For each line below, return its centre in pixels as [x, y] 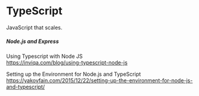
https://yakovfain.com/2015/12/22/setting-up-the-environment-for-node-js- [99, 80]
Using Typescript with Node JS [45, 56]
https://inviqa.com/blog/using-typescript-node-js [67, 62]
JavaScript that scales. [34, 27]
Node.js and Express [33, 41]
